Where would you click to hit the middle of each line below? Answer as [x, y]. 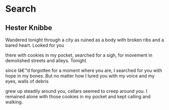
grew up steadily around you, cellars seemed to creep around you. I [76, 91]
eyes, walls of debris [27, 81]
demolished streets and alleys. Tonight [46, 61]
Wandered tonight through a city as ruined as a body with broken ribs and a [85, 40]
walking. [14, 102]
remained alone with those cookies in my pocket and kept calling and [78, 97]
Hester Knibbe [29, 28]
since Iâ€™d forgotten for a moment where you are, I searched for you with [84, 70]
